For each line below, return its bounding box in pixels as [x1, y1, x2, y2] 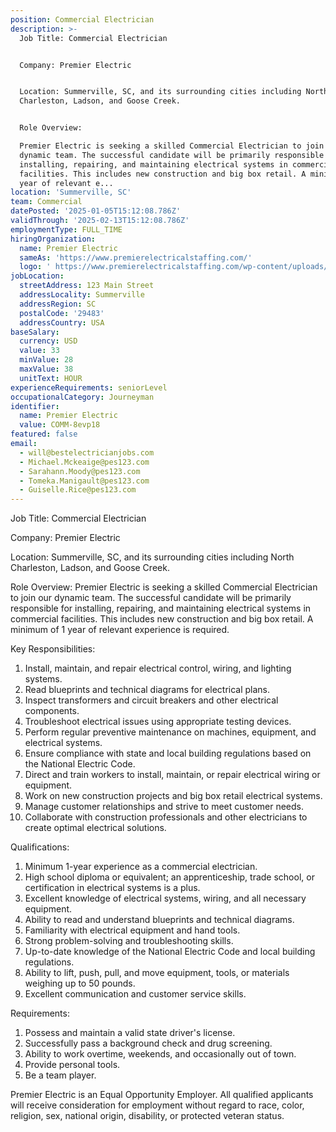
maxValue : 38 [19, 364, 74, 374]
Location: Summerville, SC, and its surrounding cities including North [10, 551, 295, 563]
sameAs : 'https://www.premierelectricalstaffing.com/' [19, 252, 253, 263]
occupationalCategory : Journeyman [10, 392, 155, 402]
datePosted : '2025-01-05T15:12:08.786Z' [10, 206, 182, 216]
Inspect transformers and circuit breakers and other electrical [24, 694, 279, 706]
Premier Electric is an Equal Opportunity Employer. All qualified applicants [10, 1089, 314, 1101]
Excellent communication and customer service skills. [24, 988, 247, 1000]
